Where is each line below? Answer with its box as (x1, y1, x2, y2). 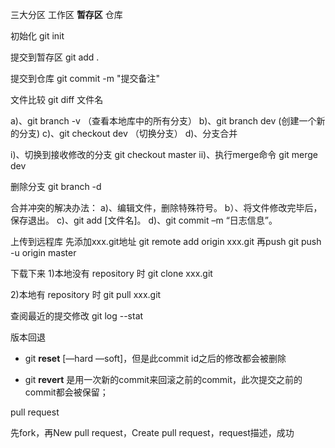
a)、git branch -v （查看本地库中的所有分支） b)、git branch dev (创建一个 (10, 115, 317, 127)
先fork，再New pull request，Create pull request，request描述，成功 (10, 427, 295, 438)
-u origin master (10, 247, 77, 258)
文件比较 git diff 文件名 (10, 94, 104, 105)
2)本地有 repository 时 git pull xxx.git (10, 289, 162, 300)
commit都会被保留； (24, 386, 109, 398)
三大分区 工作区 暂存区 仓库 (10, 9, 123, 20)
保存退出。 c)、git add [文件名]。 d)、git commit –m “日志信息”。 (10, 214, 278, 226)
